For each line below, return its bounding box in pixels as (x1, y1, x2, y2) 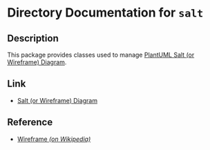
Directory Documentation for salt (7, 5, 204, 21)
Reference (7, 116, 53, 129)
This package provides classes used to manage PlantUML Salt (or (7, 50, 195, 59)
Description (7, 32, 59, 44)
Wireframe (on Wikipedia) (17, 135, 91, 143)
